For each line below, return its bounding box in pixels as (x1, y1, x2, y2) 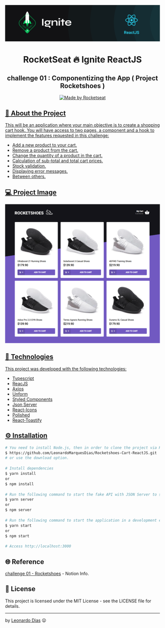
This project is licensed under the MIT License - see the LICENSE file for (5, 598, 151, 604)
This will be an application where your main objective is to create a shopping (5, 122, 160, 128)
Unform (12, 391, 28, 397)
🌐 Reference (5, 558, 44, 566)
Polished (12, 412, 30, 418)
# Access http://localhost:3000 (5, 544, 71, 549)
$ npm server (5, 507, 32, 513)
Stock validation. (12, 163, 46, 169)
